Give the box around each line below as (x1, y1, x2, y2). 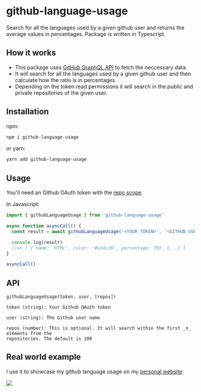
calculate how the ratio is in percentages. (14, 76, 117, 83)
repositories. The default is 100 (6, 336, 93, 342)
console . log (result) (11, 239, 63, 245)
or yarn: (6, 145, 26, 152)
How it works (6, 48, 56, 58)
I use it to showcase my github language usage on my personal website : (6, 367, 184, 375)
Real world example (6, 352, 81, 362)
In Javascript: (6, 201, 40, 208)
